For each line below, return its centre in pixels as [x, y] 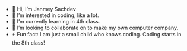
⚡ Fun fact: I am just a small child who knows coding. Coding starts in [96, 34]
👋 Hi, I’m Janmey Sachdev [44, 9]
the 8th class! [28, 43]
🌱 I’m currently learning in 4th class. [56, 21]
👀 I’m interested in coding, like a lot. [55, 15]
